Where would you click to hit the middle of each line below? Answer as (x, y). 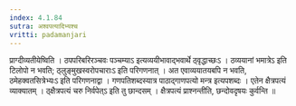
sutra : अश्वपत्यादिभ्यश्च (44, 26)
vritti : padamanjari (48, 34)
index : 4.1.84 (36, 18)
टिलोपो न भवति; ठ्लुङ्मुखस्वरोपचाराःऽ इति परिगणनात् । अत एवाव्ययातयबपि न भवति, (128, 71)
